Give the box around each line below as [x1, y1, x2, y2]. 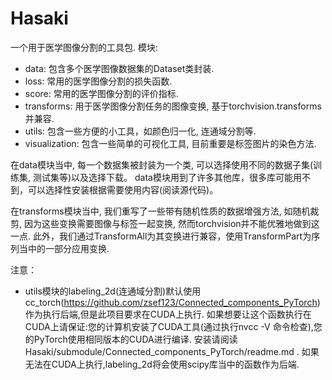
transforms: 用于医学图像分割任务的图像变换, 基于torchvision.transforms [24, 100, 322, 112]
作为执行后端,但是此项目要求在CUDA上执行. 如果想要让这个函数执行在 [24, 308, 312, 320]
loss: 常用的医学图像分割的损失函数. [24, 75, 173, 87]
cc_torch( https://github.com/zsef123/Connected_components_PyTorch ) [24, 296, 321, 308]
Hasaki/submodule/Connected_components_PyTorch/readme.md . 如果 [24, 345, 320, 357]
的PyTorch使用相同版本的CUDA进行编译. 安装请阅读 [24, 333, 238, 345]
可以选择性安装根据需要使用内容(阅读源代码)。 [27, 183, 219, 196]
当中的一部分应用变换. [18, 242, 110, 254]
